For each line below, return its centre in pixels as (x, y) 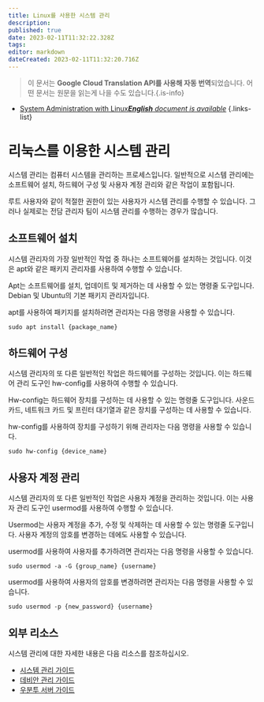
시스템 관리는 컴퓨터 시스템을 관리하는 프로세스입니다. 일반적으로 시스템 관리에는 (131, 174)
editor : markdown (37, 52)
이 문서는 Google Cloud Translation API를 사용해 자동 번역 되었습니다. (136, 83)
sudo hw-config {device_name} (58, 452)
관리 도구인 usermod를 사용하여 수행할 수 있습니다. (95, 508)
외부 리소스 (33, 633)
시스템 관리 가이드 (47, 670)
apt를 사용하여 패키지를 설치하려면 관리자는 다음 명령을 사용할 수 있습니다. (121, 312)
